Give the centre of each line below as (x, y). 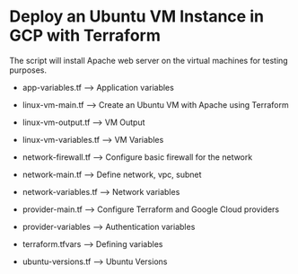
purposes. (28, 70)
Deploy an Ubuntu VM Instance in (137, 17)
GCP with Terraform (85, 35)
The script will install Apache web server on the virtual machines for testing (149, 60)
